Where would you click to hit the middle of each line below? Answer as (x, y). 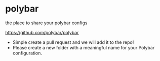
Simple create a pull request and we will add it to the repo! (73, 42)
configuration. (27, 53)
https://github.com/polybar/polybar (42, 32)
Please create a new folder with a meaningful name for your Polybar (84, 47)
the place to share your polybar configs (46, 23)
